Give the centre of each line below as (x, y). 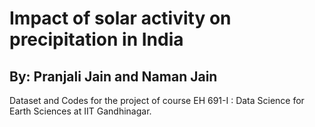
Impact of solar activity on (120, 18)
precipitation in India (96, 39)
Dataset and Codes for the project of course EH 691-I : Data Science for (157, 100)
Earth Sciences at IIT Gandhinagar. (80, 111)
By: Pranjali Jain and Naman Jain (113, 76)
